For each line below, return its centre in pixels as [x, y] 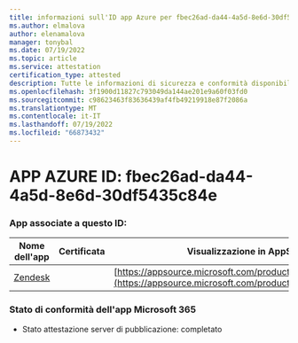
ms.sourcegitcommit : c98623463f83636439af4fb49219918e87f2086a [129, 100]
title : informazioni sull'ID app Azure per [91, 17]
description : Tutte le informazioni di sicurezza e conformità [129, 83]
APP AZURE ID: [66, 177]
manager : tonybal [41, 42]
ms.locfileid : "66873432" [57, 133]
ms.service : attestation [55, 67]
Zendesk [32, 277]
